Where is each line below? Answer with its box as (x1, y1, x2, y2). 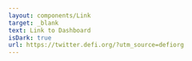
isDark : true (8, 33, 52, 42)
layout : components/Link (8, 11, 91, 20)
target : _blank (8, 19, 59, 27)
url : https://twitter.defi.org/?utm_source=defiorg (8, 41, 184, 49)
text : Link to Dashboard (8, 26, 91, 34)
